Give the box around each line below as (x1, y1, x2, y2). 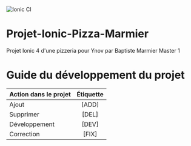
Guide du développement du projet (6, 68, 185, 82)
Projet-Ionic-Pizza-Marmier (6, 27, 149, 41)
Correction (9, 130, 40, 138)
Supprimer (9, 110, 39, 118)
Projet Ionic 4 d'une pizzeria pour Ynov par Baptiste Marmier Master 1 (6, 47, 180, 54)
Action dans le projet (9, 90, 71, 98)
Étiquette (76, 90, 104, 98)
